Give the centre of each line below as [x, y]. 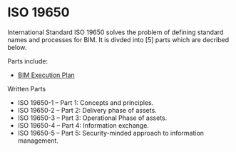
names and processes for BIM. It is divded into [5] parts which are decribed [118, 39]
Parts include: [28, 61]
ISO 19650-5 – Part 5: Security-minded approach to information [111, 133]
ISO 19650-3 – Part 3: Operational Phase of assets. [92, 118]
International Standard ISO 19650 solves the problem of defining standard [116, 32]
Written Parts [27, 88]
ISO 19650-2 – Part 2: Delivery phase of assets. [87, 110]
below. [17, 47]
